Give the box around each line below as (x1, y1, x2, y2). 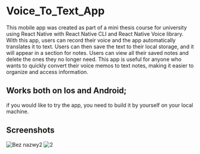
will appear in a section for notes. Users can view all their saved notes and (6, 49, 189, 56)
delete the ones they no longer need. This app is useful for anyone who (6, 56, 182, 63)
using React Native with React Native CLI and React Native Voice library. (6, 30, 184, 37)
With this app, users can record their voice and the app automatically (6, 36, 176, 44)
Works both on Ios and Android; (6, 85, 127, 96)
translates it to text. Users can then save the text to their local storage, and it (6, 43, 194, 50)
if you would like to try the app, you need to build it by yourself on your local (6, 101, 193, 109)
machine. (6, 107, 29, 115)
